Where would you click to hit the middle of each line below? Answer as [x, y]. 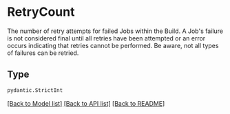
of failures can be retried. [43, 53]
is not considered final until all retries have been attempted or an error [106, 38]
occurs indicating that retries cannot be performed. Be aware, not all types [113, 45]
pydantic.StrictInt [35, 90]
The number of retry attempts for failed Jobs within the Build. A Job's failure [115, 31]
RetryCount [41, 12]
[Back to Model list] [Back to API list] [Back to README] [86, 103]
